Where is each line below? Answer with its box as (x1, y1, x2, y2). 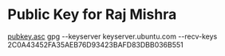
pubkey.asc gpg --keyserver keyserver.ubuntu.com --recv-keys (7, 32, 218, 41)
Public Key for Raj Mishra (7, 6, 177, 24)
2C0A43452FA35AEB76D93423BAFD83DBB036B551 (7, 39, 184, 49)
